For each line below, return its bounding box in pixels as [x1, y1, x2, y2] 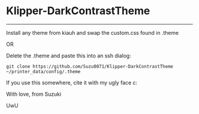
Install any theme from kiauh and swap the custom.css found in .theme [6, 29, 179, 36]
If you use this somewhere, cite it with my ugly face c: [6, 79, 137, 86]
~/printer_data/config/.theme [6, 69, 81, 74]
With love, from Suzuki [6, 90, 62, 97]
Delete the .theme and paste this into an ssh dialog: [6, 52, 131, 59]
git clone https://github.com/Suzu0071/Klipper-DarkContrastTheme [6, 63, 174, 69]
